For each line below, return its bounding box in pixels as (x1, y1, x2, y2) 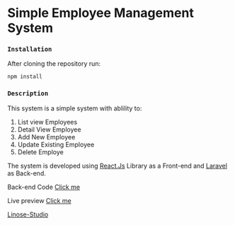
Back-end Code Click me (7, 183, 80, 191)
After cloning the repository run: (7, 59, 101, 68)
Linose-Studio (7, 210, 49, 219)
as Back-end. (7, 168, 46, 178)
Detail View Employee (17, 125, 81, 134)
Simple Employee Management (7, 5, 195, 21)
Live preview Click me (7, 196, 72, 204)
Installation (7, 45, 52, 54)
